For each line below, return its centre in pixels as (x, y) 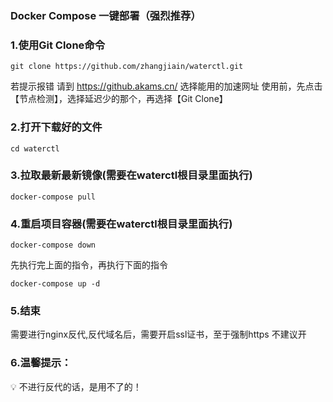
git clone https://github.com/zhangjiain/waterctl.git (127, 67)
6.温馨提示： (41, 363)
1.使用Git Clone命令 (58, 45)
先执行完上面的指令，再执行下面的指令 (89, 265)
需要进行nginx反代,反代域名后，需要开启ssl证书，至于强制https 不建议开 (158, 334)
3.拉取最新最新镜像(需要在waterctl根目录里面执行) (131, 175)
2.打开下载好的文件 (56, 127)
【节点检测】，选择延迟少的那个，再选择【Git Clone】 (119, 99)
